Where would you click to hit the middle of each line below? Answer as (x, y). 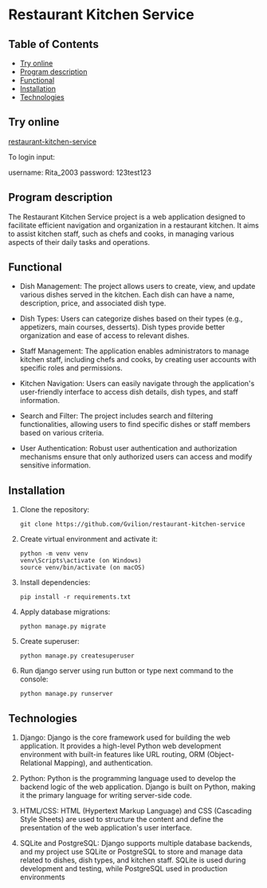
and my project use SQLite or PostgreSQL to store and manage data (131, 852)
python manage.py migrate (63, 627)
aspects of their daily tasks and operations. (79, 242)
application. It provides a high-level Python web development (120, 746)
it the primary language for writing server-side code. (106, 795)
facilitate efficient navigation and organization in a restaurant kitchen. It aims (133, 225)
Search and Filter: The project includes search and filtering (116, 416)
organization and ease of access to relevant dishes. (104, 336)
